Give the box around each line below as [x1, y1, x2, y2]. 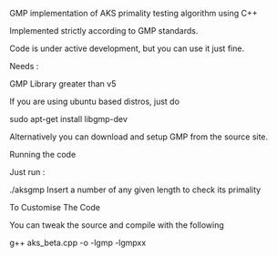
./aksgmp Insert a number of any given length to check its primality [9, 184, 262, 195]
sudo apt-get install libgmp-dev [9, 114, 128, 124]
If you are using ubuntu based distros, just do [9, 96, 180, 107]
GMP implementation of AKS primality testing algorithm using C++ [9, 8, 258, 18]
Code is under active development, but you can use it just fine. [9, 43, 244, 54]
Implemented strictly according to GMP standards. [9, 26, 199, 36]
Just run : [9, 167, 46, 177]
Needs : [9, 61, 39, 71]
